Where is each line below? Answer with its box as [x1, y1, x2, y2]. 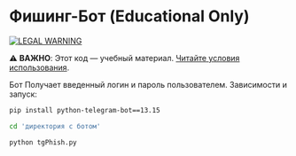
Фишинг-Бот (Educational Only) [9, 6, 250, 27]
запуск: [9, 89, 38, 99]
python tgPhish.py [9, 137, 77, 147]
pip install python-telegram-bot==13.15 [9, 105, 161, 114]
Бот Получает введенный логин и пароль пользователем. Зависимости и [9, 79, 288, 90]
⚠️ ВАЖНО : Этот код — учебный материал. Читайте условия [9, 52, 240, 63]
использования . [9, 62, 70, 73]
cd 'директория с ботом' [9, 121, 101, 130]
